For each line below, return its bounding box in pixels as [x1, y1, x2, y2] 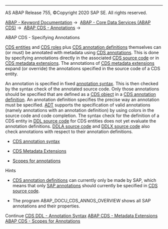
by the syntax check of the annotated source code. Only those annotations [5, 86, 159, 92]
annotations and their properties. [12, 203, 80, 209]
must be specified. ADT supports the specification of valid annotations [5, 102, 151, 108]
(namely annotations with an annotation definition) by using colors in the [5, 107, 154, 113]
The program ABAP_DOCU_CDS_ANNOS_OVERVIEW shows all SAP [12, 198, 151, 203]
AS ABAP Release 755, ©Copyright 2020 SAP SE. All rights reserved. [5, 10, 147, 16]
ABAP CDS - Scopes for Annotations [5, 218, 80, 224]
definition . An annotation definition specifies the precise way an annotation [5, 96, 159, 102]
